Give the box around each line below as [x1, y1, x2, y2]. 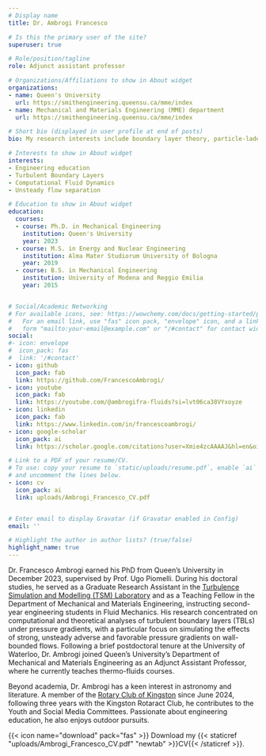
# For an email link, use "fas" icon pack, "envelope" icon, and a [8, 317, 243, 325]
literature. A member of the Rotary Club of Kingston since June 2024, [8, 690, 235, 699]
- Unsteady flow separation [8, 186, 101, 194]
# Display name [8, 11, 59, 20]
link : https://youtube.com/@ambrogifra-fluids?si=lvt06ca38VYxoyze [15, 398, 243, 406]
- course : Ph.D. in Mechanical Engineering [15, 222, 161, 230]
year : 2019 [22, 259, 59, 268]
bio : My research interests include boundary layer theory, [8, 135, 211, 143]
